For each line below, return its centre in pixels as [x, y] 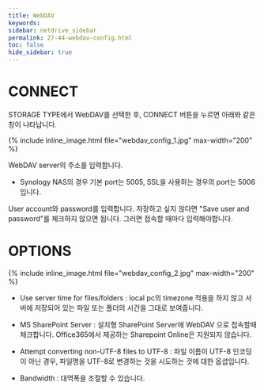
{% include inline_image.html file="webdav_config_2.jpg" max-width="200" [132, 273]
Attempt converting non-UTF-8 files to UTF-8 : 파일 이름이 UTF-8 [125, 351]
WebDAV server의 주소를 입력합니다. [66, 165]
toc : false [26, 45]
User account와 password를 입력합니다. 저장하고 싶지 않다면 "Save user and [129, 208]
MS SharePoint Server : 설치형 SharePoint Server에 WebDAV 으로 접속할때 [138, 324]
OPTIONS [40, 251]
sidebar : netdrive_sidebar [53, 30]
